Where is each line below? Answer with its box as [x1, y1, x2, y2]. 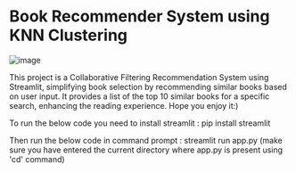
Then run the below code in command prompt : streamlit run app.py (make [9, 135, 284, 145]
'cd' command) [9, 153, 65, 164]
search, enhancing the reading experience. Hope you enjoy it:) [9, 100, 239, 111]
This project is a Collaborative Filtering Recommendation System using [9, 71, 269, 82]
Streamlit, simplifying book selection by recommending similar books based [9, 81, 288, 92]
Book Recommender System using [9, 6, 270, 27]
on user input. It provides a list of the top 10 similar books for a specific [9, 91, 270, 102]
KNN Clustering [9, 25, 127, 45]
